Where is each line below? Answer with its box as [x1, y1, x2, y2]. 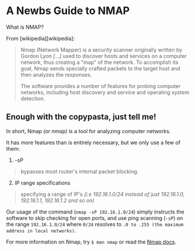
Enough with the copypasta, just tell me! [6, 112, 157, 122]
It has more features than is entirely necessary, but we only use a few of [6, 139, 181, 146]
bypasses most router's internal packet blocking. [20, 168, 139, 175]
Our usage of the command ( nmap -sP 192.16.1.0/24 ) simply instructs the [6, 208, 184, 215]
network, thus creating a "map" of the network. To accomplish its [20, 59, 179, 66]
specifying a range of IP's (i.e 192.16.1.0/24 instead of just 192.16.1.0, [20, 191, 185, 198]
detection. [20, 95, 45, 102]
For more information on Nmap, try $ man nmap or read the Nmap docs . [6, 238, 177, 245]
